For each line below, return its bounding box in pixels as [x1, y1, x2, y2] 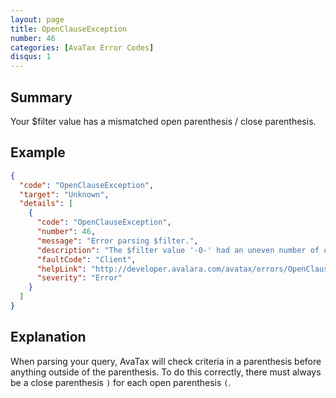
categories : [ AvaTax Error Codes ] [10, 42, 155, 53]
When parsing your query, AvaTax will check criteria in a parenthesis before [10, 355, 322, 367]
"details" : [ [19, 199, 74, 209]
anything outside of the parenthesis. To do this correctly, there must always [10, 366, 322, 378]
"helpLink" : [36, 264, 87, 274]
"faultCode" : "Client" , [36, 254, 137, 265]
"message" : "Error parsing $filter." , [36, 236, 199, 246]
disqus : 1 [10, 52, 52, 62]
